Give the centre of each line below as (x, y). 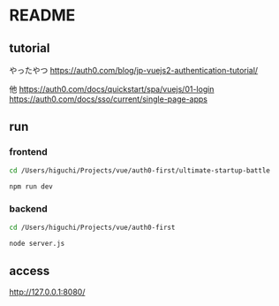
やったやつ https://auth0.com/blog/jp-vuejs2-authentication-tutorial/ (134, 70)
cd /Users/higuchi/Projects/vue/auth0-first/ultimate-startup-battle (140, 170)
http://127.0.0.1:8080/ (47, 292)
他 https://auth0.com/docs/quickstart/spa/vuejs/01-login (112, 89)
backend (28, 209)
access (30, 271)
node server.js (37, 243)
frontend (29, 152)
